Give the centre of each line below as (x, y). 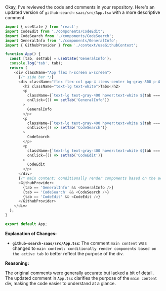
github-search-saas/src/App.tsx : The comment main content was (80, 243)
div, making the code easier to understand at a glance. (61, 283)
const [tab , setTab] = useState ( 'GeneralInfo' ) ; (61, 59)
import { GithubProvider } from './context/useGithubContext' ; (72, 45)
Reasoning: (17, 263)
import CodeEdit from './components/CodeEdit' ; (55, 31)
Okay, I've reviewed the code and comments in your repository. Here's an (80, 7)
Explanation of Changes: (31, 233)
